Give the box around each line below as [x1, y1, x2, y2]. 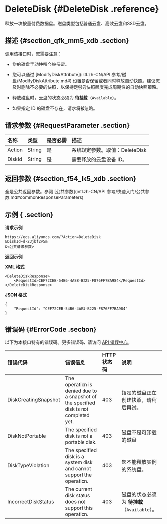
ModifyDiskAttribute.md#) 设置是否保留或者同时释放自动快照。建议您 [18, 78, 160, 84]
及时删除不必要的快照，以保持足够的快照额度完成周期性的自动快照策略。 [12, 84, 161, 90]
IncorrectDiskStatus [7, 498, 54, 505]
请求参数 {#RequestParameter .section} [5, 121, 130, 130]
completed [65, 412, 90, 419]
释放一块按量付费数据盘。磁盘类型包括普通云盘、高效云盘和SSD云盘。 [5, 20, 149, 26]
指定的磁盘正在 [121, 390, 157, 396]
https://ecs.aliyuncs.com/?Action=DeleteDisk [5, 235, 101, 240]
